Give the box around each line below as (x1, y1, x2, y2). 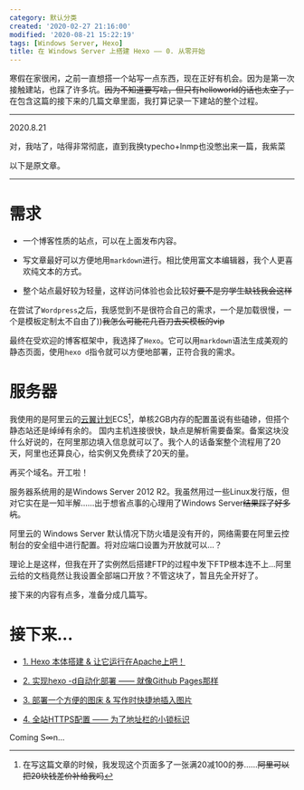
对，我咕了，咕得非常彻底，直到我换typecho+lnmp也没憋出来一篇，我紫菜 (9, 141, 286, 152)
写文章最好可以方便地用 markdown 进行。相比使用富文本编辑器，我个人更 (22, 255, 286, 265)
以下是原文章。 (9, 160, 65, 171)
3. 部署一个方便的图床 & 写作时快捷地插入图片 (22, 694, 193, 705)
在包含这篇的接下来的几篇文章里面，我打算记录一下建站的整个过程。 (9, 96, 263, 107)
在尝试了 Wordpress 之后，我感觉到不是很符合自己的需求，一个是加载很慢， (9, 304, 284, 315)
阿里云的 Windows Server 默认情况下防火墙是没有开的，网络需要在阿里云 (9, 527, 282, 539)
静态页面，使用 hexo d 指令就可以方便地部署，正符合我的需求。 (9, 346, 240, 358)
